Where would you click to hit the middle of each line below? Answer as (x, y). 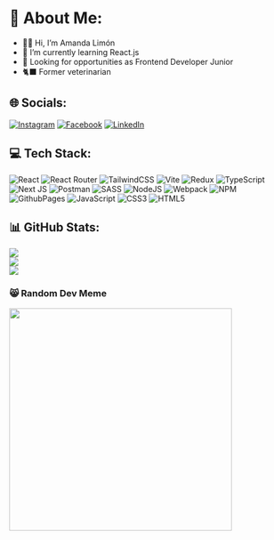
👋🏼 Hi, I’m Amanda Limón (68, 43)
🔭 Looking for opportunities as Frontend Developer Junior (128, 61)
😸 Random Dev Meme (58, 294)
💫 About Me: (56, 18)
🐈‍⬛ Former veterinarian (66, 71)
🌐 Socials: (38, 103)
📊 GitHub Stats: (55, 227)
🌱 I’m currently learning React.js (81, 52)
